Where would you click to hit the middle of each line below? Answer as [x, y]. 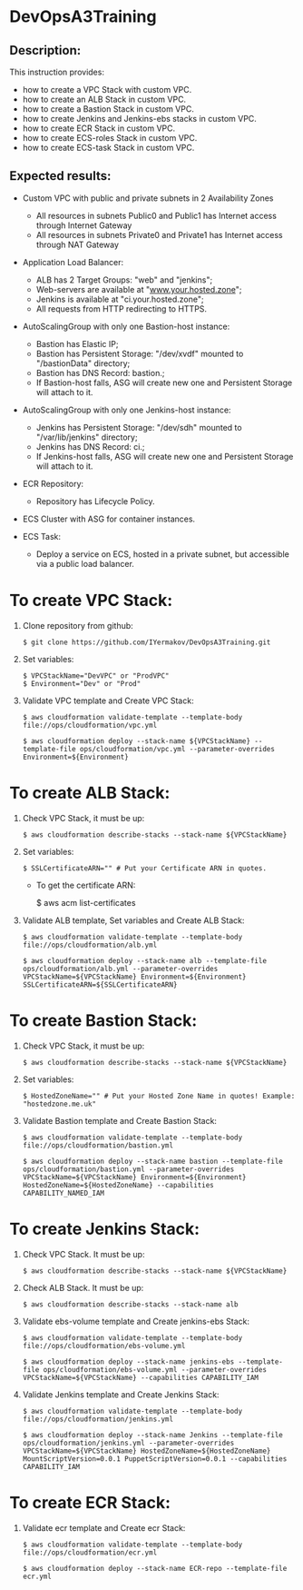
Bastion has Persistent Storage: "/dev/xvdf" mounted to [140, 353]
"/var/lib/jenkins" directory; [87, 437]
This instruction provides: [57, 72]
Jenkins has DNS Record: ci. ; [90, 446]
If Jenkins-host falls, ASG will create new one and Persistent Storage [165, 456]
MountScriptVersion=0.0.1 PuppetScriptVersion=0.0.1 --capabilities [155, 1459]
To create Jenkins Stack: [105, 1229]
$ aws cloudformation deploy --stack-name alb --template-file [145, 960]
